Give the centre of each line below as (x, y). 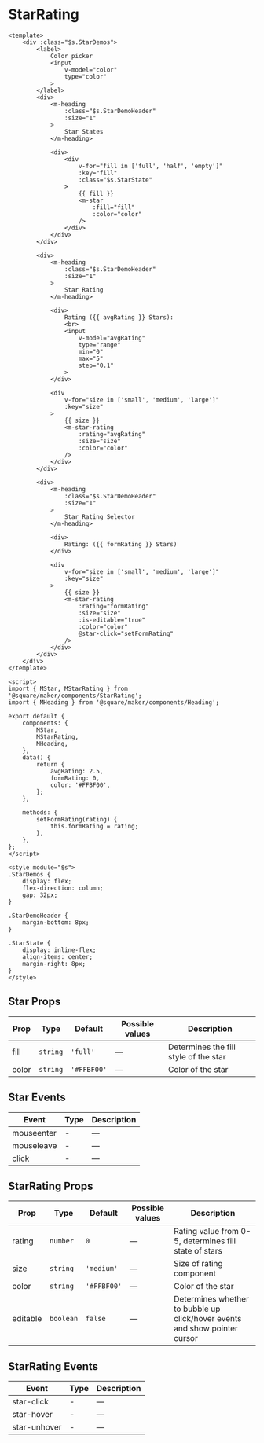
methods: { (40, 812)
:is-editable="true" (112, 620)
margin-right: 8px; (54, 964)
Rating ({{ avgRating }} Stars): (119, 317)
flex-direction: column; (63, 888)
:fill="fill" (114, 207)
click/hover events (208, 1319)
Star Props (35, 1002)
